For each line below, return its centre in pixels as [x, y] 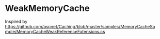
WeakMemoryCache [47, 8]
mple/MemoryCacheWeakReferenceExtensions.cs [55, 31]
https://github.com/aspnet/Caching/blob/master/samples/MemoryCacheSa [80, 26]
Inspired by [16, 21]
